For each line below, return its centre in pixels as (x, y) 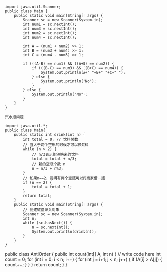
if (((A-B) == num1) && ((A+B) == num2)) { (69, 64)
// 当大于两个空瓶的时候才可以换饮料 (56, 145)
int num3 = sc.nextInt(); (50, 29)
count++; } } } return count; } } (36, 264)
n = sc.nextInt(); (51, 227)
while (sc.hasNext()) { (47, 223)
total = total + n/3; (54, 159)
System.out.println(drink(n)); (64, 232)
